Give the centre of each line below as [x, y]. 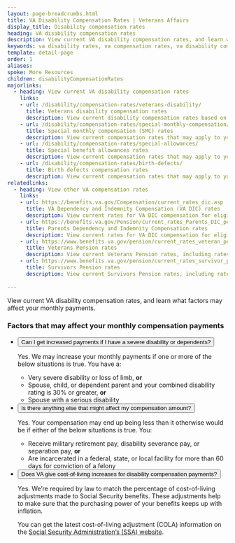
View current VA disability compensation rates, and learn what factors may [115, 300]
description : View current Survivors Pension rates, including [120, 274]
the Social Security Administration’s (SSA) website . [91, 532]
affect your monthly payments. [51, 308]
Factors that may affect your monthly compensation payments [116, 326]
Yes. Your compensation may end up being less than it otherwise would [120, 422]
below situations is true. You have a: [69, 364]
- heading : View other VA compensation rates [81, 190]
